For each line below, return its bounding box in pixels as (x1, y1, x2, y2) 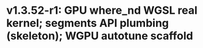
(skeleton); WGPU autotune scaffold (6, 29, 193, 43)
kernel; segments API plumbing (6, 16, 169, 30)
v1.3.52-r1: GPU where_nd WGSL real (6, 4, 198, 17)
